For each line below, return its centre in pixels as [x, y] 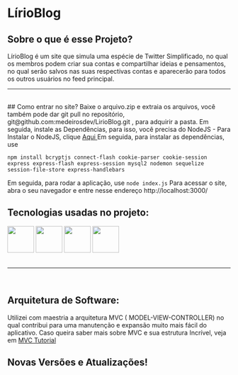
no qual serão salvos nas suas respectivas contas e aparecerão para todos [117, 71]
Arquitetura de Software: [63, 300]
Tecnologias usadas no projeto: [78, 213]
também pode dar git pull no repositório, [66, 114]
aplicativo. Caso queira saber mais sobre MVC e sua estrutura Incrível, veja [117, 332]
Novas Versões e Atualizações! [78, 363]
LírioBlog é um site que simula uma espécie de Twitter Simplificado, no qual [118, 56]
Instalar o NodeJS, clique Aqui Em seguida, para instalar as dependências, [116, 137]
